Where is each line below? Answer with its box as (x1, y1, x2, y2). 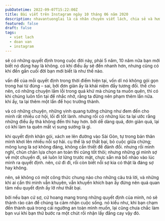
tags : (5, 30, 16, 35)
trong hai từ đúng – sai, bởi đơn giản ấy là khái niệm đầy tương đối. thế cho (5, 82, 156, 89)
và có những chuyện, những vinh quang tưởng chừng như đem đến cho (5, 108, 150, 114)
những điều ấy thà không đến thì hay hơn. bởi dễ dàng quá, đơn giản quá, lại (5, 118, 160, 124)
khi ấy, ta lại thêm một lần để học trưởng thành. (5, 98, 100, 104)
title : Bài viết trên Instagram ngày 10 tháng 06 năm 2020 (5, 12, 129, 17)
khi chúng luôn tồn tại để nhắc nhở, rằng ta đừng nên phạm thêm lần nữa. (5, 93, 154, 99)
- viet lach (9, 35, 34, 40)
